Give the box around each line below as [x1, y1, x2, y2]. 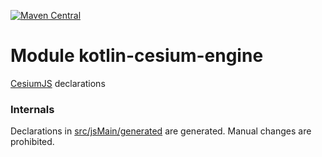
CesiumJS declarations [10, 77, 106, 89]
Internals [10, 102, 55, 116]
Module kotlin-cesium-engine [10, 45, 264, 67]
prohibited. [10, 136, 55, 148]
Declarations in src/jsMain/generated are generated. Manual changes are [10, 125, 312, 137]
